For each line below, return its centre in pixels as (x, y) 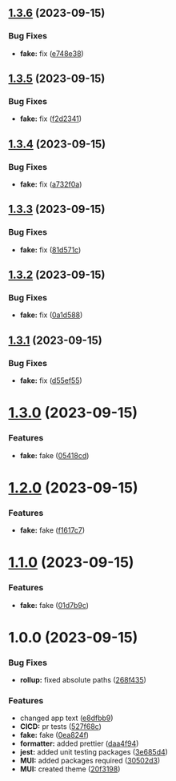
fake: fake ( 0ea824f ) (54, 735)
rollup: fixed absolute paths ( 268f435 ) (83, 680)
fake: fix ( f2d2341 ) (51, 119)
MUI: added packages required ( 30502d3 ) (90, 761)
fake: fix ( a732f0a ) (51, 184)
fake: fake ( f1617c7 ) (52, 530)
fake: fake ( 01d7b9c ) (54, 605)
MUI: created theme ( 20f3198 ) (70, 769)
